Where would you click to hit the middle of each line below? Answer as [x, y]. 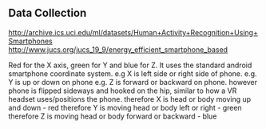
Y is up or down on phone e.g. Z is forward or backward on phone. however [133, 82]
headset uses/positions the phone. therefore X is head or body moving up [130, 99]
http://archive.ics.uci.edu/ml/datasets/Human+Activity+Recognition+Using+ [133, 32]
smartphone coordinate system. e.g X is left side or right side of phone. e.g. [133, 73]
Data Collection [48, 13]
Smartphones [31, 41]
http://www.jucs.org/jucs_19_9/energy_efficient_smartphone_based [118, 49]
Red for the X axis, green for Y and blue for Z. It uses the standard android [130, 65]
